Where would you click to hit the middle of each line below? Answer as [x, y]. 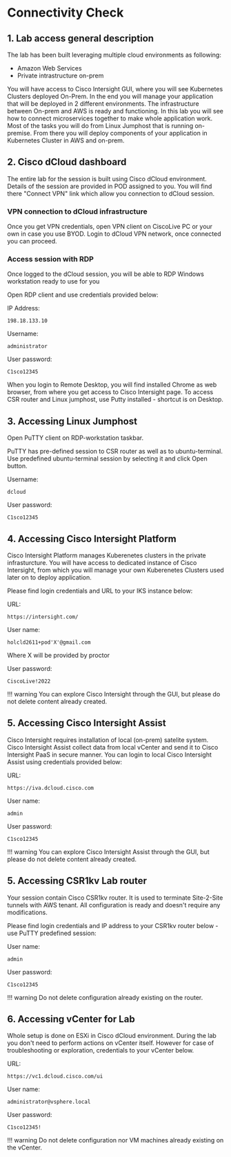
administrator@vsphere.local [49, 1102]
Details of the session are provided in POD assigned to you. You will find [110, 186]
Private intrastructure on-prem [60, 75]
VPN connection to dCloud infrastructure [77, 211]
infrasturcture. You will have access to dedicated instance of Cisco [102, 563]
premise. [20, 133]
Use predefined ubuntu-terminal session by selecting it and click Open [108, 459]
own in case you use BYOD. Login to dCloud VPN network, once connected [114, 234]
